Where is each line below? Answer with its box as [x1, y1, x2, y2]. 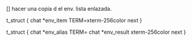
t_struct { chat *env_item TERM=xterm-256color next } [6, 17, 142, 24]
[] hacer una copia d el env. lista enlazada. [6, 5, 112, 12]
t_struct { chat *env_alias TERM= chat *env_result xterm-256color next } [6, 28, 187, 36]
